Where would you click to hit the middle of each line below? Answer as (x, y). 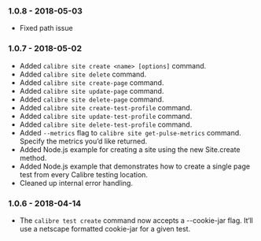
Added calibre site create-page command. (92, 82)
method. (33, 158)
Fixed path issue (46, 28)
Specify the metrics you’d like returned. (83, 141)
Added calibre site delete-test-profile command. (106, 124)
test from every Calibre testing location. (83, 174)
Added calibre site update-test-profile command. (106, 116)
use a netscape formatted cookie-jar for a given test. (105, 228)
